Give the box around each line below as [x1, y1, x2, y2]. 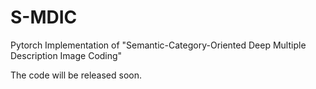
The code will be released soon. [10, 69, 143, 81]
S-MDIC [10, 6, 78, 29]
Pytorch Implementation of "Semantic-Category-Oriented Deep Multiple [10, 39, 307, 51]
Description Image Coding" [10, 49, 123, 61]
